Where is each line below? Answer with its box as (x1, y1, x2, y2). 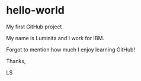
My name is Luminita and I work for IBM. (6, 34, 105, 41)
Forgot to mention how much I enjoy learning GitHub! (6, 46, 135, 53)
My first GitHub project (6, 23, 62, 30)
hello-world (6, 4, 65, 17)
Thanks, (6, 57, 26, 64)
